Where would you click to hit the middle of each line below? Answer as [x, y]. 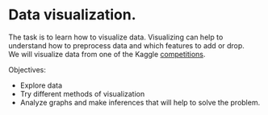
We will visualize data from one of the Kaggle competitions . [107, 54]
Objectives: [27, 69]
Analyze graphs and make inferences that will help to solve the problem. [140, 102]
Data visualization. [72, 15]
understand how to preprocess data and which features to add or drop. [126, 45]
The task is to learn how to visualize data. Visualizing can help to [116, 37]
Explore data [41, 85]
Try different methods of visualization [82, 93]
